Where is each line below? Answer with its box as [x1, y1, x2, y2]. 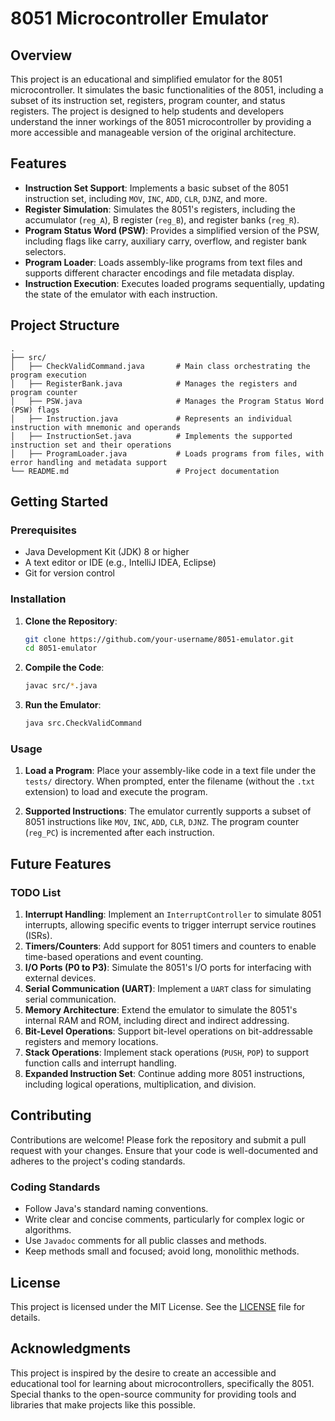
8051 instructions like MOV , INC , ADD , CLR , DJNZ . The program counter [24, 816, 300, 828]
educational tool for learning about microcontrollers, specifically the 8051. [10, 1377, 315, 1389]
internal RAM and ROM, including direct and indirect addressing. [24, 1015, 290, 1027]
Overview [10, 47, 73, 64]
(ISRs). [24, 930, 53, 942]
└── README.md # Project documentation [10, 466, 280, 476]
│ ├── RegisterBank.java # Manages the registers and [10, 378, 298, 389]
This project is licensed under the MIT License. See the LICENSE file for [10, 1301, 306, 1313]
